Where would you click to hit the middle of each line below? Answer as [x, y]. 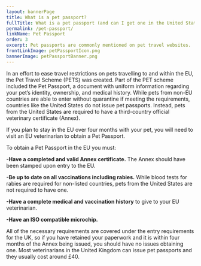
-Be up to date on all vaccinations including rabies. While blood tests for [97, 177]
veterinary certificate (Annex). [43, 118]
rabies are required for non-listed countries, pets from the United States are [99, 183]
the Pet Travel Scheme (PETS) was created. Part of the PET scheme [90, 80]
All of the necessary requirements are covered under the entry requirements [100, 231]
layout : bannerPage [31, 12]
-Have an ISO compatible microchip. [52, 219]
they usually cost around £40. [43, 256]
